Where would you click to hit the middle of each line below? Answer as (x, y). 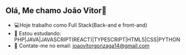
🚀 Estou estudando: (37, 33)
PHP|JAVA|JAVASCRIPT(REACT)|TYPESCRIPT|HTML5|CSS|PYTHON (97, 39)
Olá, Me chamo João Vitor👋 (56, 11)
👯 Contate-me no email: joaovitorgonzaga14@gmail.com (82, 45)
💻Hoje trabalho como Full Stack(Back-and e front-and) (80, 25)
